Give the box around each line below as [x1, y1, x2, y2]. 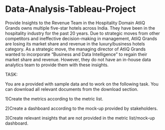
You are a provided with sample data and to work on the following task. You [5, 81, 159, 87]
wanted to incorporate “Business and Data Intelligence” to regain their [5, 51, 147, 57]
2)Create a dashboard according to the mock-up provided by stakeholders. [5, 105, 158, 111]
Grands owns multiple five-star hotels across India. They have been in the [5, 25, 156, 31]
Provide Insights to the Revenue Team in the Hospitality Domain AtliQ [5, 20, 145, 26]
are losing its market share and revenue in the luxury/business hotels [5, 41, 145, 46]
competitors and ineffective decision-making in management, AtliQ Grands [5, 36, 157, 42]
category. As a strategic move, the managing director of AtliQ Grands [5, 46, 146, 52]
